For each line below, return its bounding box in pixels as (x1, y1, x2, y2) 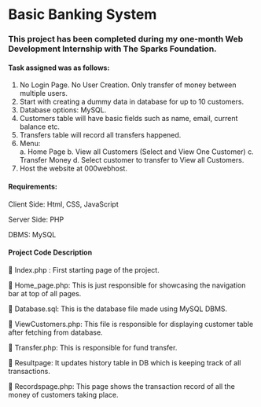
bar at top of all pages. (8, 288, 82, 298)
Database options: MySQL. (19, 105, 107, 115)
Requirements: (8, 181, 57, 191)
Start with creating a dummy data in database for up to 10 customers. (19, 97, 244, 107)
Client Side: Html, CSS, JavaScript (8, 199, 119, 209)
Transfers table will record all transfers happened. (19, 130, 182, 140)
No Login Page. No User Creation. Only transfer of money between (19, 80, 237, 90)
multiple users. (19, 89, 68, 98)
